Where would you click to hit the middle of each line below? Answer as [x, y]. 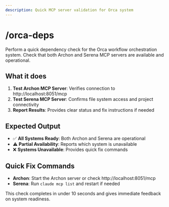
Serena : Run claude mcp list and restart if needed [66, 184]
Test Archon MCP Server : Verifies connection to [64, 88]
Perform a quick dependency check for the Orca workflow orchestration [81, 49]
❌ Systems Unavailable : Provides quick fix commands [70, 150]
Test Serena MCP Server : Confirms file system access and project [83, 99]
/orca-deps [30, 35]
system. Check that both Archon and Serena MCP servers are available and [85, 55]
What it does [26, 76]
